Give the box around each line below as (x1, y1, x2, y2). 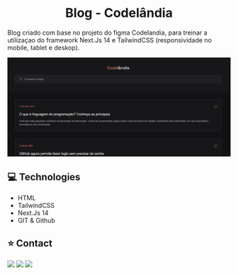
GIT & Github (17, 216, 55, 224)
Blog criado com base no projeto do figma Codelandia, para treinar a (7, 28, 208, 37)
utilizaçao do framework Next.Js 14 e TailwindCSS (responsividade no (7, 35, 212, 44)
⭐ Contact (7, 238, 53, 250)
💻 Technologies (7, 171, 81, 183)
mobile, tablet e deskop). (7, 43, 80, 52)
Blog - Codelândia (64, 5, 174, 21)
